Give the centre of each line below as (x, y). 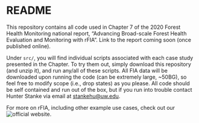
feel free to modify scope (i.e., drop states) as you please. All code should (98, 83)
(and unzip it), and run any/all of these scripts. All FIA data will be (87, 70)
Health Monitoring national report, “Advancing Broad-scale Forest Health (96, 33)
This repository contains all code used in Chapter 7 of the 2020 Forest (93, 27)
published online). (29, 46)
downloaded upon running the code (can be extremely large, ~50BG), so (96, 77)
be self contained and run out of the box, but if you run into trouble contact (99, 89)
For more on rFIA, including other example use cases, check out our (91, 107)
